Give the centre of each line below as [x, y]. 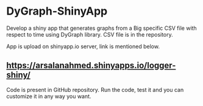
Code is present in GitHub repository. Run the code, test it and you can [95, 90]
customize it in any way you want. [49, 96]
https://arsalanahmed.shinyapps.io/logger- [91, 65]
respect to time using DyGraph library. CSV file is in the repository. [90, 34]
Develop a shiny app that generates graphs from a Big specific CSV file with [101, 28]
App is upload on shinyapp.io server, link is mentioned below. [83, 46]
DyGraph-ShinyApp [57, 11]
